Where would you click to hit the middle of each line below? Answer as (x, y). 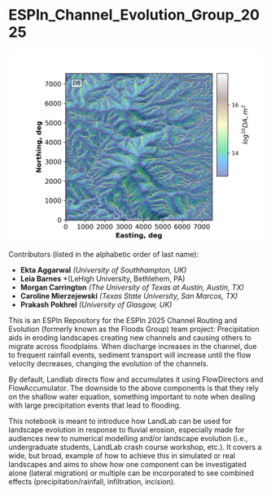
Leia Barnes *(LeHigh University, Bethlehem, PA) (103, 278)
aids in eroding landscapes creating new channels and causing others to (130, 337)
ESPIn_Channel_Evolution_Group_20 (134, 15)
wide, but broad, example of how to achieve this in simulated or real (122, 455)
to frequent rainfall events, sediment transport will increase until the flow (130, 355)
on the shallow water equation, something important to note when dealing (132, 396)
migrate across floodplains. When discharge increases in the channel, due (133, 346)
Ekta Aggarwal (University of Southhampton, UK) (103, 269)
